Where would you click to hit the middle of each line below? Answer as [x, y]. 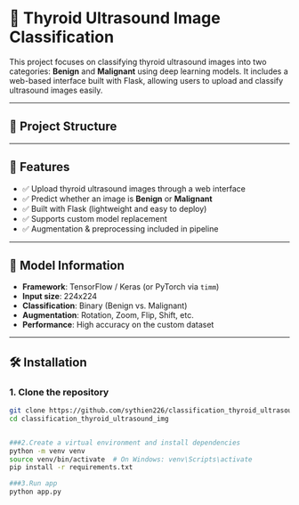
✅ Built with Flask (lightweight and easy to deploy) [114, 208]
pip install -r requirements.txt [71, 468]
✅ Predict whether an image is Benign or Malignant [117, 199]
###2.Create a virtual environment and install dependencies [125, 443]
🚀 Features [40, 167]
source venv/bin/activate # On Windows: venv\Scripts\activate [131, 459]
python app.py [36, 492]
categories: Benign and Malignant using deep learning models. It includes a [149, 71]
